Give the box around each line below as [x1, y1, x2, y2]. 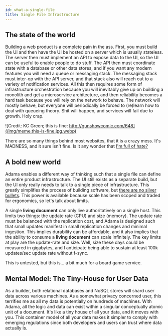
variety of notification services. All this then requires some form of [5, 81, 142, 87]
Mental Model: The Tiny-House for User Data [5, 274, 149, 283]
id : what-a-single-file [5, 7, 55, 13]
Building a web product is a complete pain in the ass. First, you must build [5, 44, 157, 50]
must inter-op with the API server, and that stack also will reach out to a [5, 76, 153, 82]
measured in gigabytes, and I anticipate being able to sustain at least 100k [5, 245, 158, 251]
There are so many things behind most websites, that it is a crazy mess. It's [5, 138, 161, 144]
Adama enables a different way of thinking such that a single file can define [5, 171, 161, 177]
